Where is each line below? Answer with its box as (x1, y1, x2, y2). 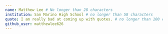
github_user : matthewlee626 (5, 21, 64, 26)
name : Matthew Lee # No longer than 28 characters (5, 7, 113, 12)
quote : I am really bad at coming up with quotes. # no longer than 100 (5, 16, 160, 21)
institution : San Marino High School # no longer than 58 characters (5, 12, 153, 17)
